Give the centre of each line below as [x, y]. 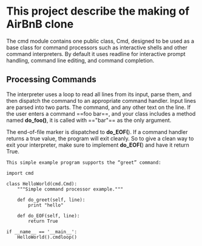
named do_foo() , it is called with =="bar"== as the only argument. [89, 120]
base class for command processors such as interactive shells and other [97, 47]
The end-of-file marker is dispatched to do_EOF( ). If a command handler [97, 132]
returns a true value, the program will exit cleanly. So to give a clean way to [100, 138]
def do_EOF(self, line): [49, 216]
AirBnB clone [40, 24]
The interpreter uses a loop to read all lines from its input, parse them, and [99, 94]
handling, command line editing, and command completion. [80, 60]
